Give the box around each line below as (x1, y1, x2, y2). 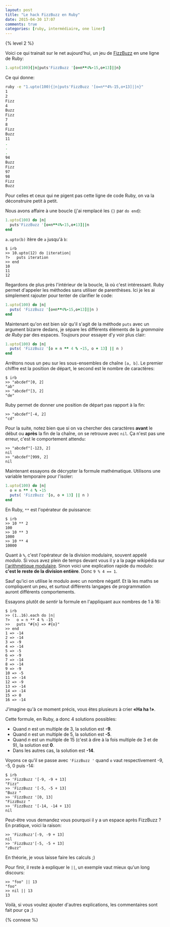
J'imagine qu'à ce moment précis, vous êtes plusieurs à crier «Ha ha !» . (5, 706, 156, 712)
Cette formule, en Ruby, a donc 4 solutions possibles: (5, 716, 117, 722)
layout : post (5, 7, 33, 13)
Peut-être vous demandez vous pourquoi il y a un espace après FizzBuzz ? (5, 817, 161, 823)
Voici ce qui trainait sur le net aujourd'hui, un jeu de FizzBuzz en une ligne (5, 50, 159, 56)
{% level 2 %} (5, 40, 34, 46)
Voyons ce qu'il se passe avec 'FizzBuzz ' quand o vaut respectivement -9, (5, 757, 163, 763)
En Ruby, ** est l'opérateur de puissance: (5, 506, 92, 513)
